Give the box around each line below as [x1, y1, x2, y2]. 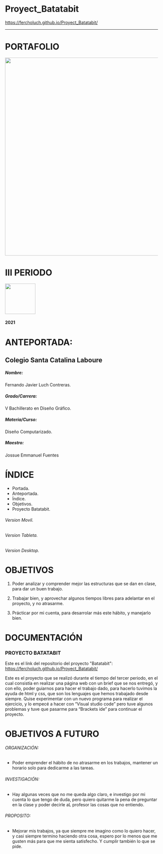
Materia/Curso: [5, 417, 37, 422]
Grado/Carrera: [5, 393, 37, 399]
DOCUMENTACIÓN [5, 632, 82, 643]
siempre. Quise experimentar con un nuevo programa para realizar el [5, 696, 143, 702]
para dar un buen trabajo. [12, 586, 63, 591]
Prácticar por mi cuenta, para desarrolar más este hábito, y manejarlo [12, 610, 151, 616]
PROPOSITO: [5, 813, 31, 819]
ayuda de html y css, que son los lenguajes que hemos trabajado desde [5, 691, 149, 697]
